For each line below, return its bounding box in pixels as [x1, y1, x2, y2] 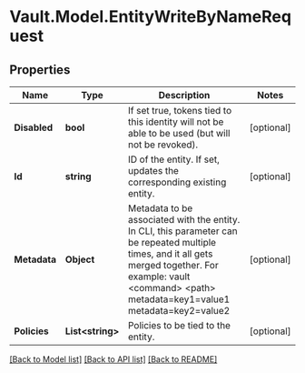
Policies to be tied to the [127, 319, 231, 331]
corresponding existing [127, 176, 227, 188]
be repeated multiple [127, 237, 216, 248]
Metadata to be [127, 202, 193, 215]
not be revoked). [127, 138, 199, 151]
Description [158, 89, 211, 101]
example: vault [127, 270, 191, 283]
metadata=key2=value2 [127, 305, 231, 317]
